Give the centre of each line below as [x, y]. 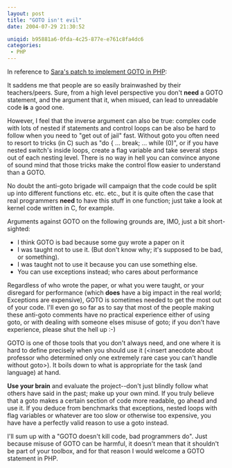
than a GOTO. [27, 172]
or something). [38, 257]
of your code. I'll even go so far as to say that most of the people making [111, 307]
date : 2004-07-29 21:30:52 [46, 26]
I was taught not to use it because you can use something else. [107, 264]
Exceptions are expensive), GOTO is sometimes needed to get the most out [114, 300]
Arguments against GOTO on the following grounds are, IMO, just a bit [107, 222]
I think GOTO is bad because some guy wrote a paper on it [101, 242]
